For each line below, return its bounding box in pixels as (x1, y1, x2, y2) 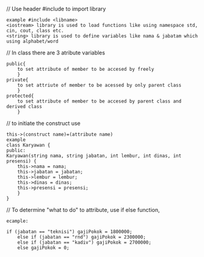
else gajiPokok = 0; (17, 245, 70, 251)
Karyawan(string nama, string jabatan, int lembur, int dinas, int (6, 153, 182, 159)
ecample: (6, 218, 29, 224)
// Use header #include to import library (6, 5, 106, 12)
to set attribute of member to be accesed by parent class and (17, 98, 182, 104)
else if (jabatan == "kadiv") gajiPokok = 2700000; (17, 239, 151, 245)
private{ (6, 77, 29, 83)
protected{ (6, 93, 34, 99)
